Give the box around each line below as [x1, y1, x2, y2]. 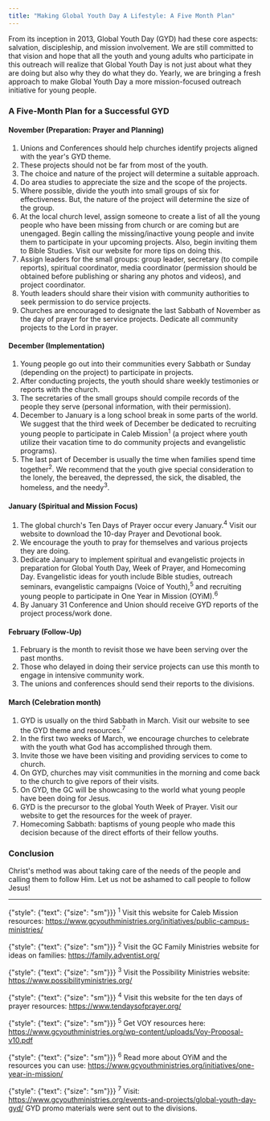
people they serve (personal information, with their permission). [19, 402, 231, 411]
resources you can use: [8, 1061, 87, 1070]
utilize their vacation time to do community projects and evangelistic [19, 437, 247, 447]
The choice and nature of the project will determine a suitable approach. [19, 168, 260, 178]
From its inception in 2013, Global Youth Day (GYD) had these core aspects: [8, 34, 259, 43]
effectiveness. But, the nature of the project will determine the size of [19, 194, 250, 204]
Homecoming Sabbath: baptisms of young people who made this [19, 819, 235, 829]
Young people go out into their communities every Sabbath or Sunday [19, 359, 252, 369]
